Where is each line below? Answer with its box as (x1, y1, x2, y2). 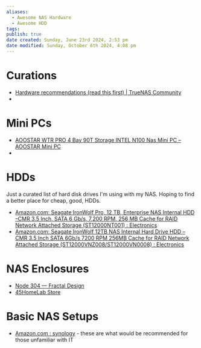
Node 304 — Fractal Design (14, 282, 85, 289)
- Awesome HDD (11, 20, 47, 26)
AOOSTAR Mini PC (14, 143, 62, 150)
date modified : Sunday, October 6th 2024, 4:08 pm (6, 43, 136, 49)
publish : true (6, 31, 42, 38)
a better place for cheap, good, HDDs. (6, 197, 101, 204)
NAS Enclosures (6, 261, 89, 275)
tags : (6, 25, 20, 32)
